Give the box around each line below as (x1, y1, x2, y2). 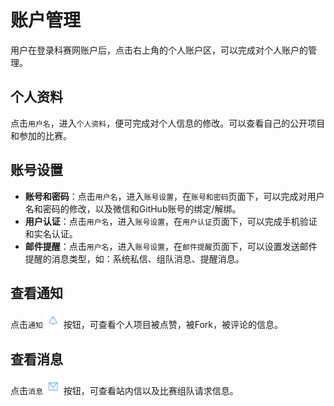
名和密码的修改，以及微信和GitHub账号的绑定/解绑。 (24, 202, 242, 215)
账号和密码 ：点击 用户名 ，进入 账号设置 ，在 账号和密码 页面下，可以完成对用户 (24, 190, 325, 202)
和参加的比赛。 (10, 129, 72, 141)
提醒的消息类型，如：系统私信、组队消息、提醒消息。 (24, 252, 245, 265)
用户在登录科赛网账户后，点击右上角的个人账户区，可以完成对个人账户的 (10, 44, 308, 56)
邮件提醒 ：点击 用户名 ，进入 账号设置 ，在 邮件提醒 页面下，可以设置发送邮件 (24, 240, 318, 252)
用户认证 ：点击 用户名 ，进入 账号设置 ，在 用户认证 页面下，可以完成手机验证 (24, 215, 318, 227)
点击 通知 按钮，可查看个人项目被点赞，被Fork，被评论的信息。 (10, 319, 283, 331)
